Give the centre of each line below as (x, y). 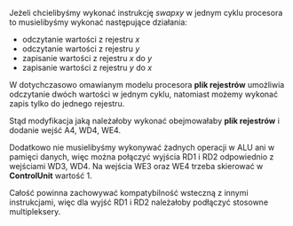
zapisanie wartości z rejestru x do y (87, 58)
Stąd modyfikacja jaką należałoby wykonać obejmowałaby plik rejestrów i (144, 121)
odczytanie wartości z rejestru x (81, 39)
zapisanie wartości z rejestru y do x (87, 67)
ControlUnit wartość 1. (51, 175)
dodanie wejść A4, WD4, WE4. (65, 130)
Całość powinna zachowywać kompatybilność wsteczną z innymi (129, 193)
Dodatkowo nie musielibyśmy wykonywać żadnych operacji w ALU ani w (142, 147)
